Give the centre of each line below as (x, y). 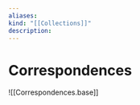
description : (30, 30)
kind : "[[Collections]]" (50, 23)
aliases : (23, 16)
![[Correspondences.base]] (54, 92)
